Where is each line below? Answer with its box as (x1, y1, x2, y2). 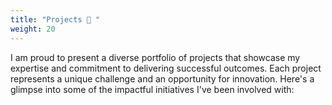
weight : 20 (10, 24, 56, 34)
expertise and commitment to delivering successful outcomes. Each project (10, 62, 322, 74)
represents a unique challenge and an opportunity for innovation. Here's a (10, 72, 315, 85)
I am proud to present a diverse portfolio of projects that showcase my (10, 51, 301, 63)
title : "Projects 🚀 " (10, 14, 101, 25)
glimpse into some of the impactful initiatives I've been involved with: (10, 83, 295, 95)
